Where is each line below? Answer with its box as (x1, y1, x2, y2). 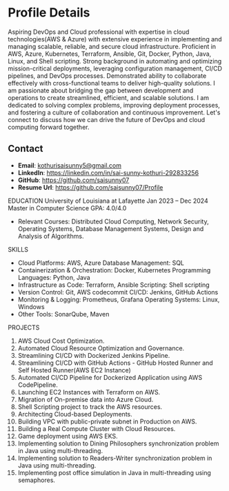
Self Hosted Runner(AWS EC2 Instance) (17, 365, 132, 374)
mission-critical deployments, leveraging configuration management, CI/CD (8, 64, 223, 72)
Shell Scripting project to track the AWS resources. (17, 402, 163, 411)
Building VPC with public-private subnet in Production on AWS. (17, 417, 197, 425)
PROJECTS (8, 323, 40, 332)
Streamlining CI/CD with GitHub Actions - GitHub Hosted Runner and (17, 359, 213, 367)
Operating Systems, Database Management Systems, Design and (17, 224, 204, 232)
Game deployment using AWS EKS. (17, 432, 118, 440)
